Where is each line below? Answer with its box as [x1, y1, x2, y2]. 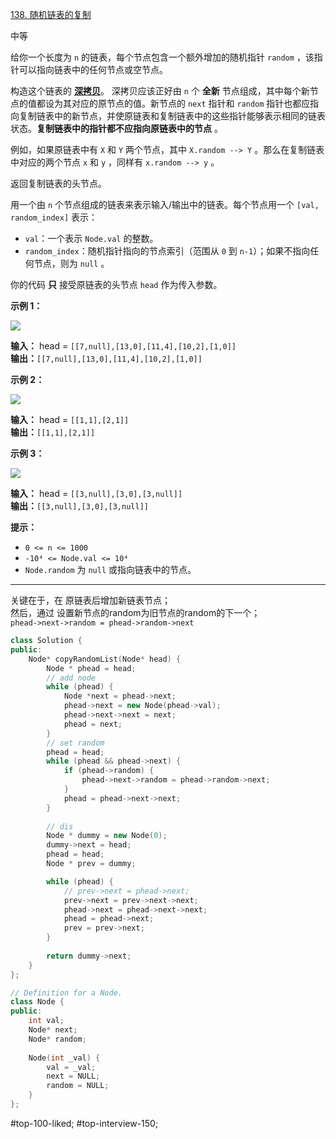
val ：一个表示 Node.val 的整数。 [24, 233, 159, 244]
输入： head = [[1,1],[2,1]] [10, 414, 130, 425]
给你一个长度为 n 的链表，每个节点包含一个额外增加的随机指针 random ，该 [10, 51, 315, 63]
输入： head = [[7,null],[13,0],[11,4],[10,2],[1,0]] [10, 340, 237, 352]
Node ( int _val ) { [28, 1053, 101, 1063]
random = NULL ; [46, 1081, 110, 1091]
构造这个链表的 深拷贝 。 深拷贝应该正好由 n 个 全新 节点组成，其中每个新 [10, 85, 310, 97]
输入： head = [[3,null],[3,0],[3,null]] [10, 488, 183, 499]
